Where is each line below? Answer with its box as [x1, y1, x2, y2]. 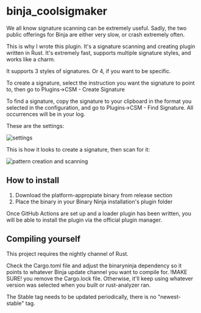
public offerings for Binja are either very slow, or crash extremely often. [6, 30, 185, 38]
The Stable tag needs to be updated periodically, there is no [6, 293, 157, 300]
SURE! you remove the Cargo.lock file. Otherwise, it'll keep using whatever [6, 275, 194, 282]
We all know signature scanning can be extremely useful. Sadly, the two [6, 24, 187, 32]
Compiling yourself [6, 234, 81, 244]
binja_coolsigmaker [6, 4, 108, 18]
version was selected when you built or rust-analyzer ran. [6, 281, 151, 289]
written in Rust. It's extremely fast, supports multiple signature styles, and [6, 49, 191, 56]
